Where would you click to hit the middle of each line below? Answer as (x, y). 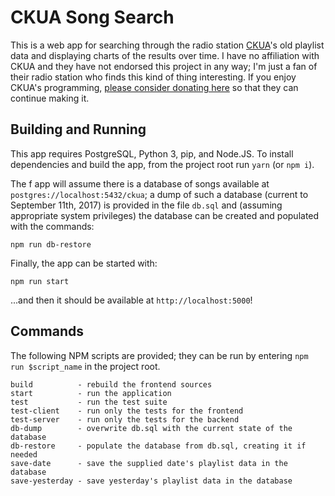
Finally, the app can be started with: (84, 263)
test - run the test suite (89, 402)
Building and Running (78, 129)
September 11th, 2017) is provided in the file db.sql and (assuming (146, 205)
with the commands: (52, 226)
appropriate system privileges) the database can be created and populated (165, 215)
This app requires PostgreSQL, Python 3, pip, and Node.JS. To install (152, 153)
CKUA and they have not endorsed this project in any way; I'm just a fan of (164, 66)
